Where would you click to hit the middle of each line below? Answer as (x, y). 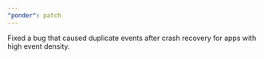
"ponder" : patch (34, 15)
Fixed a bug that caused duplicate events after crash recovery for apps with (132, 38)
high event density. (39, 46)
